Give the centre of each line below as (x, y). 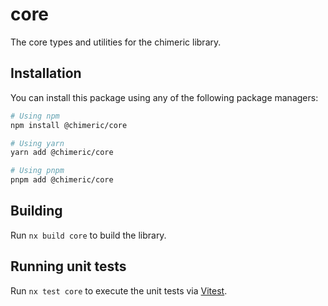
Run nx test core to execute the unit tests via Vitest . (119, 290)
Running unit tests (68, 266)
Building (36, 211)
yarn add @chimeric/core (62, 153)
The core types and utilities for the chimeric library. (116, 42)
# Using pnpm (37, 171)
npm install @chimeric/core (69, 125)
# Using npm (35, 116)
